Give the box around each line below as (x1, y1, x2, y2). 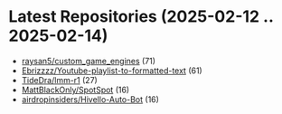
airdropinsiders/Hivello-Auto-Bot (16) (21, 93, 160, 105)
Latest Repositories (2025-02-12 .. (8, 6, 274, 27)
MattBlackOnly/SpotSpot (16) (21, 84, 130, 95)
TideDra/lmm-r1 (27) (21, 74, 99, 85)
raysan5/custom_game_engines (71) (21, 55, 155, 66)
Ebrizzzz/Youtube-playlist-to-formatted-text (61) (21, 65, 202, 76)
